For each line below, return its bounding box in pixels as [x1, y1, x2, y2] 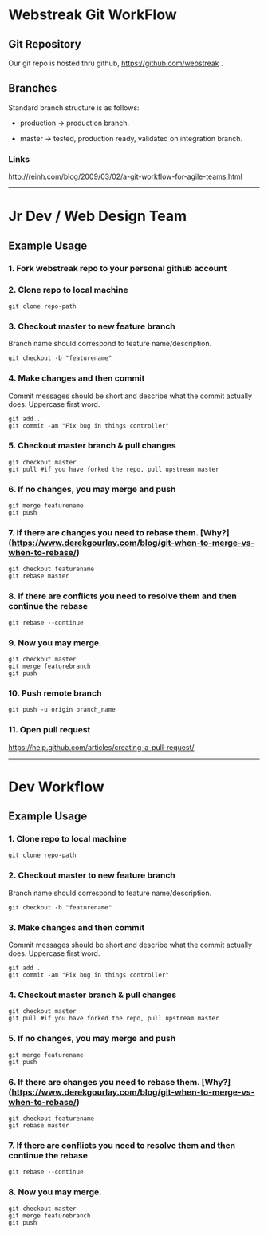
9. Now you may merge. [8, 637, 102, 648]
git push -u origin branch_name [8, 706, 116, 714]
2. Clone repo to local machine [8, 284, 129, 295]
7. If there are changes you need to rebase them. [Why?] [8, 527, 230, 539]
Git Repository [8, 37, 81, 51]
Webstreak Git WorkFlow [8, 6, 177, 24]
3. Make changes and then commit [8, 921, 145, 933]
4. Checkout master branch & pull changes [8, 989, 177, 1000]
